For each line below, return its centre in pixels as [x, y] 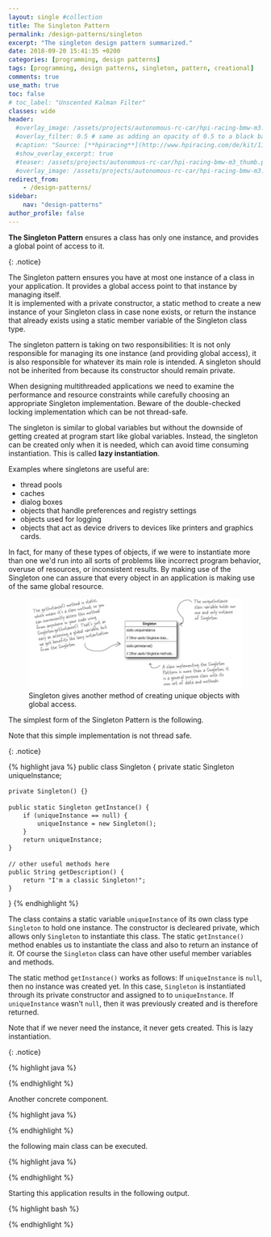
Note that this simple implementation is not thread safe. [100, 735]
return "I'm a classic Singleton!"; [85, 881]
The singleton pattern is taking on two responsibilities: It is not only [120, 345]
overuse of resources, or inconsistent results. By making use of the [120, 569]
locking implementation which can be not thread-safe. [98, 412]
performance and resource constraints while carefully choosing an [119, 394]
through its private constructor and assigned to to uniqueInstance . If [121, 995]
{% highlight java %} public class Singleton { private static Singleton [121, 767]
